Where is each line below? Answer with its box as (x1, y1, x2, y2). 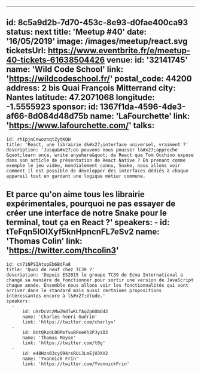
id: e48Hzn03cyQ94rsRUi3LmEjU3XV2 (22, 350, 109, 356)
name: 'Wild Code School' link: (6, 64, 124, 75)
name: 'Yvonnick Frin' (22, 356, 79, 362)
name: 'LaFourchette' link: (90, 111, 190, 122)
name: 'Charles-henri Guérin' (22, 314, 98, 320)
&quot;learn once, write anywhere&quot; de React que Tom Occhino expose (6, 152, 194, 158)
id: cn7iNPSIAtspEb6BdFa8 (6, 261, 71, 267)
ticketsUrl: (6, 46, 47, 56)
